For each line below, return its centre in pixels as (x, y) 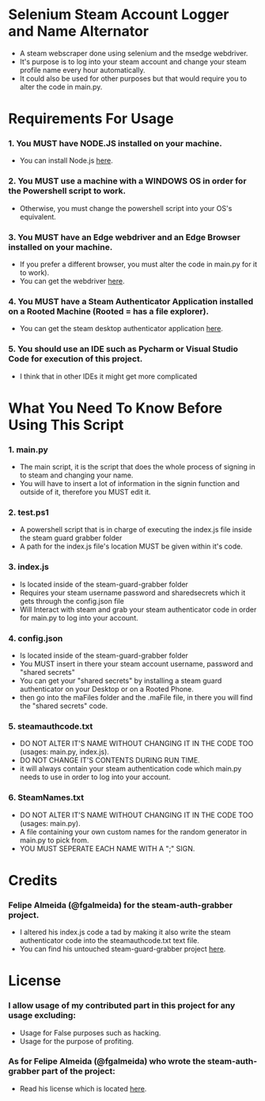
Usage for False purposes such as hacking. (90, 1032)
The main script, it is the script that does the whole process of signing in (137, 467)
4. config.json (36, 638)
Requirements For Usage (91, 119)
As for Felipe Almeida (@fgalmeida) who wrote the (107, 1061)
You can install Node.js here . (66, 160)
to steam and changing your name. (76, 475)
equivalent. (38, 217)
